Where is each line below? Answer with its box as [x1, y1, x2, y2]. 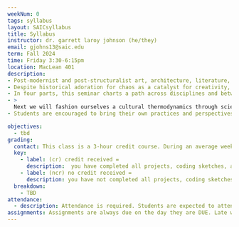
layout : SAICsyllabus [7, 24, 72, 31]
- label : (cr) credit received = [20, 156, 119, 163]
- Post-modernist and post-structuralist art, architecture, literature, [7, 76, 231, 84]
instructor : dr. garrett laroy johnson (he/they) [7, 37, 158, 44]
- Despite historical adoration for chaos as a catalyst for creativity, [7, 84, 231, 91]
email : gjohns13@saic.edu [7, 44, 84, 51]
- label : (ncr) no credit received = [20, 169, 132, 176]
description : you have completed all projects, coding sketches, [26, 163, 228, 170]
